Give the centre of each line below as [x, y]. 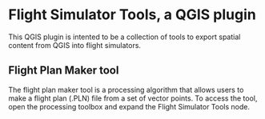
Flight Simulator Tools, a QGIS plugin [132, 15]
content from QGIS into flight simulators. [75, 45]
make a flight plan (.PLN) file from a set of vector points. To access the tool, [133, 98]
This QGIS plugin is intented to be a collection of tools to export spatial [124, 37]
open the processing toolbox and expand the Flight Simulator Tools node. [129, 106]
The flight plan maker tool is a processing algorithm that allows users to [126, 89]
